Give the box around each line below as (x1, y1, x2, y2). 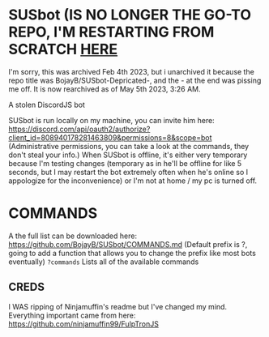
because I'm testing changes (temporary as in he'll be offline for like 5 (8, 158, 242, 168)
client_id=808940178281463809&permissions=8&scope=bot (8, 132, 212, 143)
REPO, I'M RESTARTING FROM (8, 23, 215, 41)
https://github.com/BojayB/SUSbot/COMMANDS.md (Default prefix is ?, (8, 239, 248, 249)
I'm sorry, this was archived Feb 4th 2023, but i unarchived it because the (8, 66, 255, 76)
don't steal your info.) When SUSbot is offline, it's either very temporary (8, 150, 248, 160)
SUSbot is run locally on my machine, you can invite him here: (8, 115, 215, 125)
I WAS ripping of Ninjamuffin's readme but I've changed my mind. (8, 301, 228, 311)
